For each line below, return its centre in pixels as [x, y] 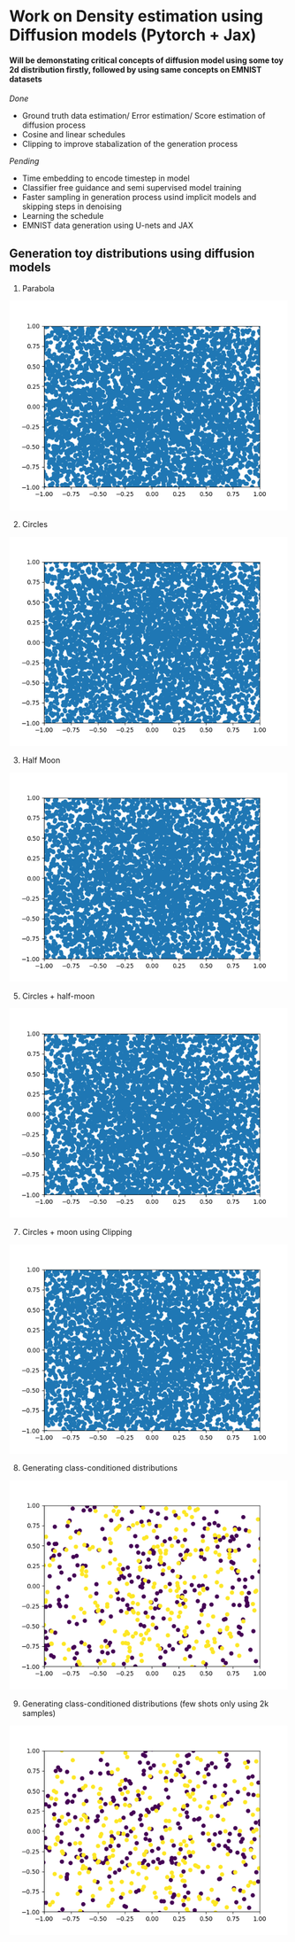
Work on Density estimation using [136, 16]
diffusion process [54, 125]
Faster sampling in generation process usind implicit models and [139, 198]
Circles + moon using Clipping [77, 1232]
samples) [38, 1713]
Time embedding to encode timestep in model [106, 178]
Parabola [38, 289]
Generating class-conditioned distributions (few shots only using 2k [145, 1704]
